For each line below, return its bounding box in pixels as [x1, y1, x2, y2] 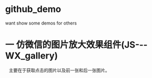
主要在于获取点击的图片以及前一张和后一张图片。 [8, 67, 110, 73]
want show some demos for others [5, 20, 77, 26]
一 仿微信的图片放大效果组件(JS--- [5, 39, 148, 50]
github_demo [5, 3, 61, 15]
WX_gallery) [5, 50, 58, 61]
